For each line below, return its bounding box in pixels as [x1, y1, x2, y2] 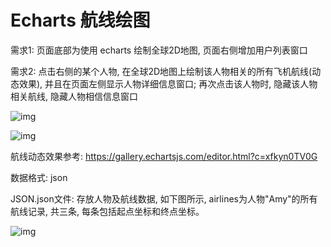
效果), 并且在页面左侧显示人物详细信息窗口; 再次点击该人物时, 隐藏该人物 [18, 77, 318, 90]
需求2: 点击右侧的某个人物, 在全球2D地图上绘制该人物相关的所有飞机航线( [10, 65, 313, 77]
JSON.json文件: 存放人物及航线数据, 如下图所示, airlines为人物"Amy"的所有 [10, 192, 318, 205]
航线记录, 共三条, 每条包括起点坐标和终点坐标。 [10, 205, 205, 217]
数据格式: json [10, 171, 68, 183]
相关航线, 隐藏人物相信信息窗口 [10, 90, 138, 102]
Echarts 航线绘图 [10, 9, 151, 32]
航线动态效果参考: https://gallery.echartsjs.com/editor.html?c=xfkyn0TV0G [10, 150, 318, 162]
